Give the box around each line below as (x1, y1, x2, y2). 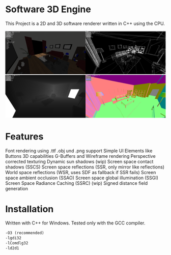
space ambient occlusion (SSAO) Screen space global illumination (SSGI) (5, 175, 159, 181)
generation (5, 185, 28, 191)
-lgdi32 (5, 236, 22, 241)
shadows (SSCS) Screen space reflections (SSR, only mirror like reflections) (5, 164, 164, 170)
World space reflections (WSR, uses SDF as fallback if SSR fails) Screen (5, 169, 156, 175)
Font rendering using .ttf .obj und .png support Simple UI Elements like (5, 148, 153, 154)
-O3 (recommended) (5, 231, 44, 236)
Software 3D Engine (5, 4, 92, 15)
